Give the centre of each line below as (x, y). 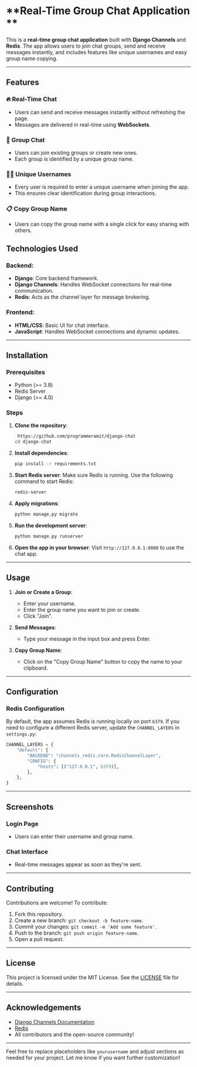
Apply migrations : (37, 503)
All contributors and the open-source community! (74, 1034)
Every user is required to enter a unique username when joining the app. (102, 187)
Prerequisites (26, 372)
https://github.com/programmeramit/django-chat (77, 436)
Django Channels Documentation (55, 1022)
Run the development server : (51, 525)
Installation (27, 355)
